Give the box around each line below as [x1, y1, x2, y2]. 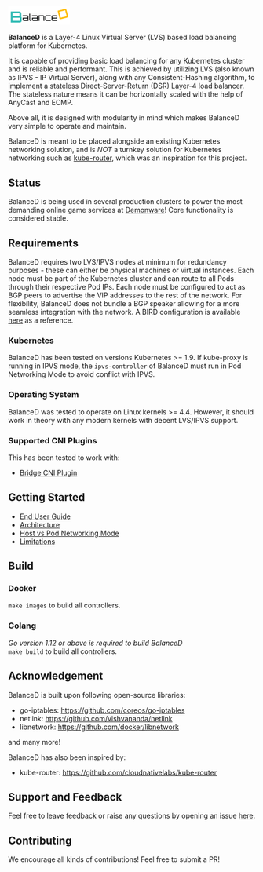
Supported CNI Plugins [8, 435, 97, 446]
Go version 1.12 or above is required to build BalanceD [8, 638, 183, 648]
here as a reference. [8, 316, 74, 325]
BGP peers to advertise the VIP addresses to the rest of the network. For [8, 290, 243, 300]
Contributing [8, 834, 72, 847]
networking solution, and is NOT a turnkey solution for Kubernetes [8, 145, 222, 155]
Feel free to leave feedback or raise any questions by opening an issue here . [8, 811, 256, 821]
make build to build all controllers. [8, 646, 118, 656]
